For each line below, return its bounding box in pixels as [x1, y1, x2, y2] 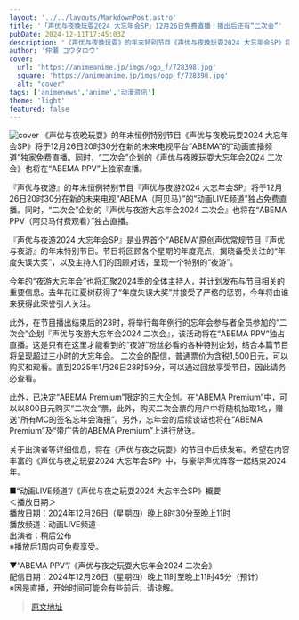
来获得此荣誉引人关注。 [9, 298, 95, 309]
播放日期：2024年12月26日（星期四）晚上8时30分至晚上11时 [9, 508, 231, 518]
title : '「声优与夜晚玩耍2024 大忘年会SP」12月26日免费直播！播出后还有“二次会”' [9, 21, 283, 30]
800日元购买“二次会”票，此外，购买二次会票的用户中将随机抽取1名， [24, 403, 276, 414]
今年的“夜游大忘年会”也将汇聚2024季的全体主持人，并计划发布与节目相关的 [9, 276, 286, 286]
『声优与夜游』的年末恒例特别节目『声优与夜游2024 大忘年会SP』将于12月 [9, 182, 283, 193]
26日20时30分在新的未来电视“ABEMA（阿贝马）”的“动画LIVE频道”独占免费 [9, 194, 280, 204]
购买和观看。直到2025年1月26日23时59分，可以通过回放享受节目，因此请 [9, 362, 279, 373]
